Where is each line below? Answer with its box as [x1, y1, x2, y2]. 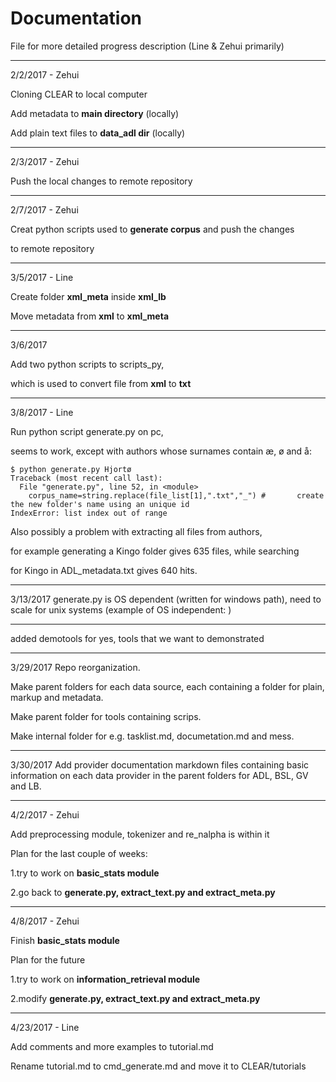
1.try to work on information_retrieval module [10, 973, 201, 985]
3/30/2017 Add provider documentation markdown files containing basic [10, 758, 310, 771]
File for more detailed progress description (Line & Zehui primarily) [10, 40, 285, 52]
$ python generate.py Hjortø [10, 464, 132, 474]
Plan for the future [10, 953, 86, 966]
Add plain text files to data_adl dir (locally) [10, 127, 186, 139]
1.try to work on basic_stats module [10, 867, 160, 879]
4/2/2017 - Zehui [10, 808, 80, 821]
